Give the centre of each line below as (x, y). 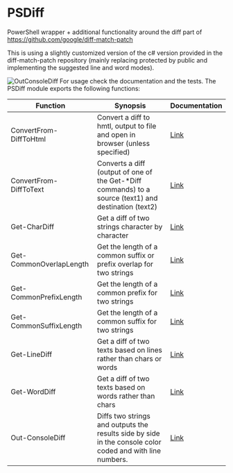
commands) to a (123, 189)
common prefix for (127, 292)
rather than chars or (129, 358)
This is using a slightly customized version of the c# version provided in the (115, 53)
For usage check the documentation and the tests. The (138, 81)
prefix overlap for (125, 264)
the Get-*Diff (119, 181)
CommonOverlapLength (50, 264)
